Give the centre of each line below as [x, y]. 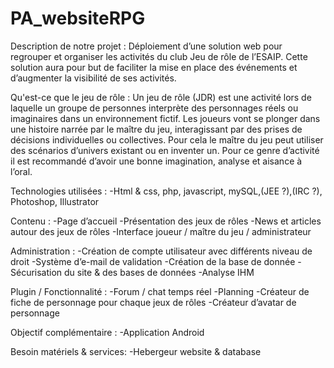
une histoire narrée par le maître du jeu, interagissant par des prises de [156, 129]
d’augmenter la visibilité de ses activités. [93, 78]
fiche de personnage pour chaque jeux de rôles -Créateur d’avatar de [153, 302]
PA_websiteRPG [78, 18]
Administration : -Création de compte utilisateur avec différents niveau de [161, 251]
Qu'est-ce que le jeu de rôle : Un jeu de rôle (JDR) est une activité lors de [161, 97]
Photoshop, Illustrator [55, 201]
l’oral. [21, 171]
